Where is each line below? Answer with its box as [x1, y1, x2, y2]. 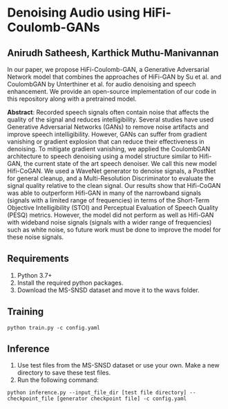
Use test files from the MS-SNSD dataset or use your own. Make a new [17, 361, 220, 370]
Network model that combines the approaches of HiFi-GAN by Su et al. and [7, 73, 222, 81]
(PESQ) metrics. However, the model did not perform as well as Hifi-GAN [7, 211, 214, 219]
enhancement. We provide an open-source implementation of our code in [7, 88, 216, 95]
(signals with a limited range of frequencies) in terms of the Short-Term [7, 196, 210, 204]
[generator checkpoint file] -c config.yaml [56, 395, 187, 402]
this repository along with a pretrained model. [7, 95, 137, 103]
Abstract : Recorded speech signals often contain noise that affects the [7, 108, 209, 116]
